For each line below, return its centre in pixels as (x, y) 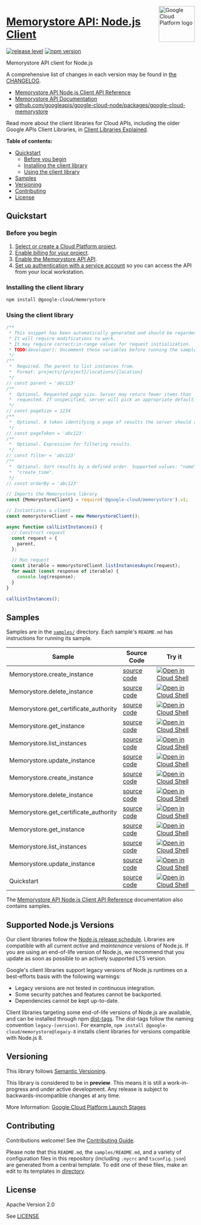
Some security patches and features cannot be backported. (89, 994)
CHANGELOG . (24, 80)
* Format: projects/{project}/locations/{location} (76, 372)
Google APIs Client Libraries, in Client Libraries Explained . (77, 129)
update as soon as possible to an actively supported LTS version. (86, 958)
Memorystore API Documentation (56, 98)
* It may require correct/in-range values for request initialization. (100, 344)
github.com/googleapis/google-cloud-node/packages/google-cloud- (100, 105)
